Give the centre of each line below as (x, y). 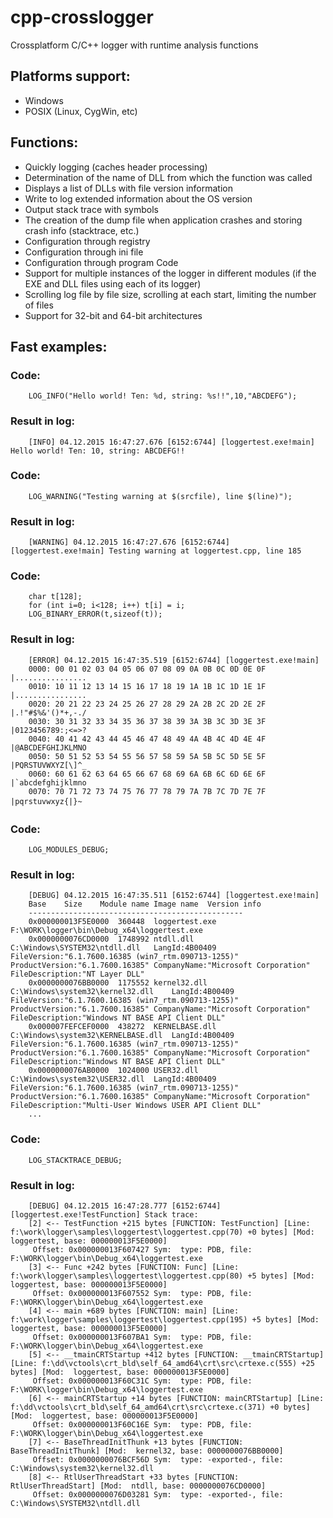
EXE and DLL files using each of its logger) (113, 283)
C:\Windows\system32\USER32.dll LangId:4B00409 (113, 1079)
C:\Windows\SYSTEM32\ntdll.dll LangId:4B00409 (113, 948)
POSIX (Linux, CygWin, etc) (81, 111)
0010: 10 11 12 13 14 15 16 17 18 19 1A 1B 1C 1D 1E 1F (147, 686)
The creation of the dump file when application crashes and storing (163, 220)
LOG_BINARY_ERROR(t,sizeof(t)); (95, 614)
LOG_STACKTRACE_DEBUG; (75, 1160)
